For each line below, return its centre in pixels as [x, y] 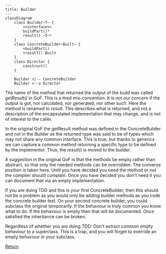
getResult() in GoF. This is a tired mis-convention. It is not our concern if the [83, 98]
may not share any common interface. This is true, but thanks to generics [80, 139]
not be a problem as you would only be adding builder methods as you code [83, 195]
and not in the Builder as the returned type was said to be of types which [80, 134]
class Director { [32, 62]
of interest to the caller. [29, 119]
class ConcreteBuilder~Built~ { [47, 44]
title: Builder [21, 9]
